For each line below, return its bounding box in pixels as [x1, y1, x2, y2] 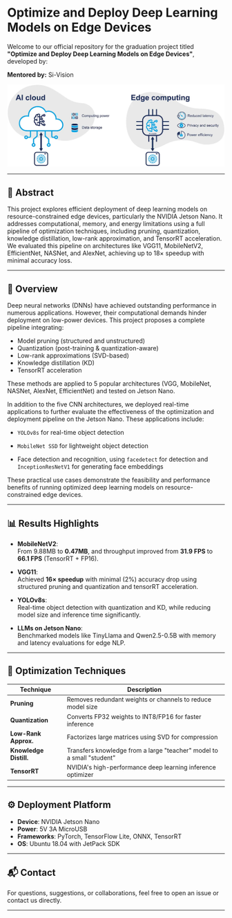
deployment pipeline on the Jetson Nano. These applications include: [7, 415, 204, 423]
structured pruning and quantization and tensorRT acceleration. [17, 582, 199, 590]
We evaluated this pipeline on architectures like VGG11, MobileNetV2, [7, 242, 204, 250]
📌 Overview [7, 283, 58, 294]
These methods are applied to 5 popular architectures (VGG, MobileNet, [7, 380, 212, 388]
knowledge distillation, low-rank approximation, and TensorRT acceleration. [7, 234, 222, 243]
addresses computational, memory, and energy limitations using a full [7, 220, 205, 228]
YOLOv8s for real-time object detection [17, 429, 124, 437]
